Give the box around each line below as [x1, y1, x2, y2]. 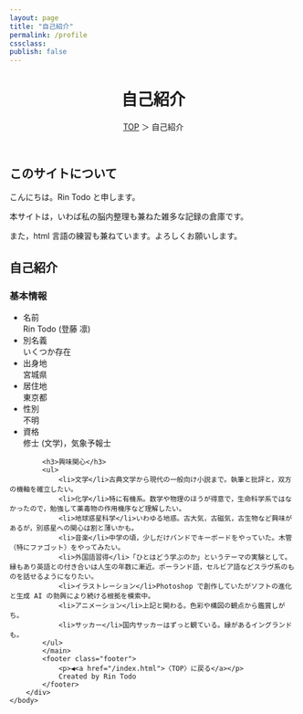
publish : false [9, 47, 68, 57]
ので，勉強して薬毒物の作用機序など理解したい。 [29, 504, 186, 514]
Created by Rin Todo [57, 672, 137, 681]
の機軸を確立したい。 [9, 485, 78, 494]
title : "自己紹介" [9, 22, 75, 31]
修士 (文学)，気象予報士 [22, 437, 111, 448]
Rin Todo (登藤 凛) [22, 323, 91, 334]
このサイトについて [9, 166, 118, 182]
